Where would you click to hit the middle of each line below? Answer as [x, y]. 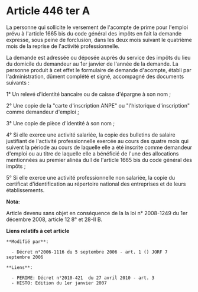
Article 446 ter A [48, 11]
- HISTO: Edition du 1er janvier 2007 [59, 283]
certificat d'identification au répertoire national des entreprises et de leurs [96, 184]
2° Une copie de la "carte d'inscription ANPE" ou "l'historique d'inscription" [98, 105]
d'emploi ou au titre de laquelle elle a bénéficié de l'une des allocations [92, 153]
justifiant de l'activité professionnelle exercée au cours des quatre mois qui [98, 141]
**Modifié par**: [27, 241]
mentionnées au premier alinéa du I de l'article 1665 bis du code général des [99, 160]
